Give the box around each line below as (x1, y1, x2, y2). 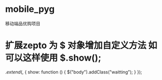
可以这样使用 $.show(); (5, 52, 101, 64)
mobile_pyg (5, 3, 55, 15)
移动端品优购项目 (5, 20, 40, 26)
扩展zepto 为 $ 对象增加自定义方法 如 (5, 40, 157, 51)
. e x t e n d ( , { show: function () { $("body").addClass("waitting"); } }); (5, 69, 142, 75)
